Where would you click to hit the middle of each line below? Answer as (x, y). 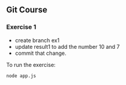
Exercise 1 (21, 27)
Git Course (27, 10)
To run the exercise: (31, 65)
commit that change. (41, 53)
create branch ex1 (37, 40)
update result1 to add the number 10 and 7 (67, 46)
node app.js (21, 76)
